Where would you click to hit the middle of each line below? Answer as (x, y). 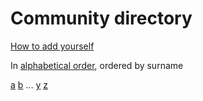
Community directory (101, 18)
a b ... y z (29, 84)
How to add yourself (52, 46)
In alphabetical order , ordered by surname (97, 65)
